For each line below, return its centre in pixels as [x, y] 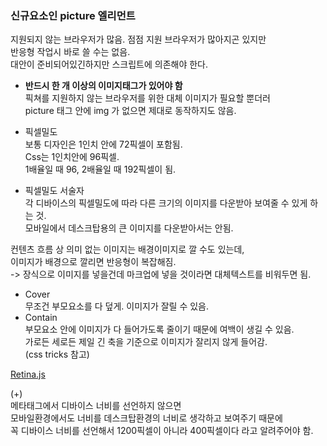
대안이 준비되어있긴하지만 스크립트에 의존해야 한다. [109, 64]
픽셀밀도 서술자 [54, 191]
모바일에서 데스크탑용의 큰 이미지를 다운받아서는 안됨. [129, 228]
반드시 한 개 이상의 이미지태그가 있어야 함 [103, 86]
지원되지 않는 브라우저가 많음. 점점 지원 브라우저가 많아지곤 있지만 [138, 39]
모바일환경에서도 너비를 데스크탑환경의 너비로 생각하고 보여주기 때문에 [146, 418]
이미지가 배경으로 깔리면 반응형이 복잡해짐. [93, 262]
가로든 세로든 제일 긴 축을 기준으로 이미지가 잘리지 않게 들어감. [146, 342]
